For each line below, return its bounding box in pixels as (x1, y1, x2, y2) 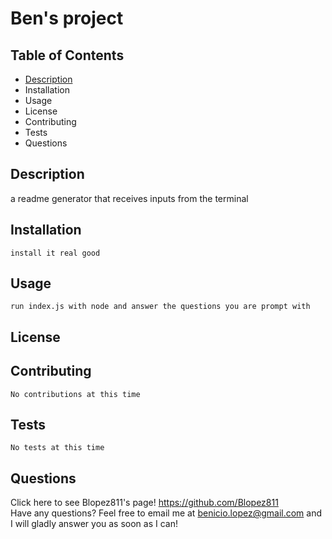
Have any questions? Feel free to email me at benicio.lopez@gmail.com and (10, 507, 323, 519)
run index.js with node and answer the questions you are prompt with (10, 302, 311, 312)
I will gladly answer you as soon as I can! (10, 518, 178, 530)
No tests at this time (10, 443, 105, 453)
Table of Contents (10, 47, 125, 64)
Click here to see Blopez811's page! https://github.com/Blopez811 (10, 497, 279, 509)
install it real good (10, 248, 101, 258)
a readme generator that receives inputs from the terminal (10, 192, 249, 204)
